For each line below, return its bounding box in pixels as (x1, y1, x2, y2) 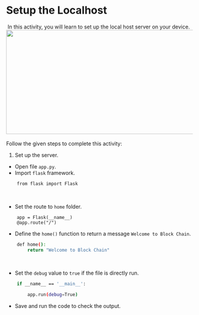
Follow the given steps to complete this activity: (6, 140, 123, 147)
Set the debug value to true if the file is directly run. (14, 269, 139, 276)
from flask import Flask (17, 180, 78, 187)
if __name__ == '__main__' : (17, 281, 86, 287)
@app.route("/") (17, 219, 57, 225)
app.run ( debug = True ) (27, 292, 78, 298)
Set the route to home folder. (14, 203, 82, 210)
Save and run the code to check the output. (14, 303, 121, 310)
